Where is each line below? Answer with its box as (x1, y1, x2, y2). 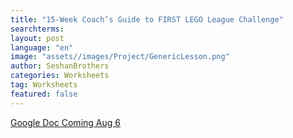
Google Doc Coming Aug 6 (10, 116, 121, 128)
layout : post (10, 33, 65, 43)
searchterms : (10, 24, 65, 34)
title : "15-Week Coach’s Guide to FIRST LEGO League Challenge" (10, 14, 284, 25)
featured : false (10, 89, 78, 99)
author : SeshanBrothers (10, 61, 110, 71)
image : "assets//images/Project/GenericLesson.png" (10, 52, 230, 62)
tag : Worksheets (10, 80, 78, 90)
